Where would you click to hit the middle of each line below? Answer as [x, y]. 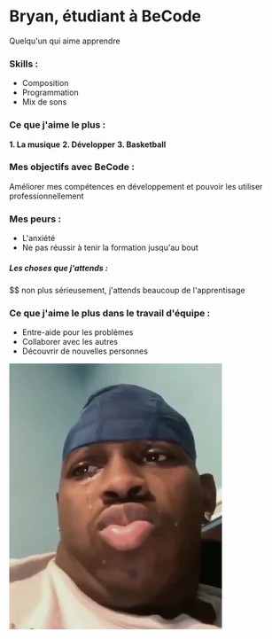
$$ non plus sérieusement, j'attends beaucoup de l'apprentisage [127, 291]
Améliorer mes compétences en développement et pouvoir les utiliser [136, 186]
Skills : [24, 64]
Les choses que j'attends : [58, 268]
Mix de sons [44, 102]
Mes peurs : [35, 219]
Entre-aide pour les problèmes [78, 332]
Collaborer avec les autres [70, 342]
